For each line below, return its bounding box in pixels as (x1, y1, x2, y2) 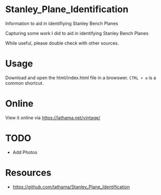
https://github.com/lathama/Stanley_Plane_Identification (12, 184, 130, 190)
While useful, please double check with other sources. (5, 40, 119, 46)
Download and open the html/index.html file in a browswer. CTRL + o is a (5, 75, 156, 81)
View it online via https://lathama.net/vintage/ (5, 114, 101, 120)
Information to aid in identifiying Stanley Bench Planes (5, 20, 118, 26)
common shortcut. (5, 80, 44, 86)
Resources (5, 167, 52, 178)
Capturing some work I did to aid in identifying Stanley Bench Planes (5, 30, 149, 36)
